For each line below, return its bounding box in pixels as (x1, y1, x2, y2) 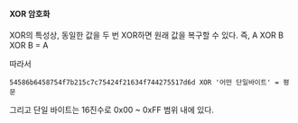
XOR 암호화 (9, 8, 51, 19)
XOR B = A (9, 40, 49, 51)
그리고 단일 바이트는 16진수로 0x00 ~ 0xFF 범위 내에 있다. (9, 104, 215, 116)
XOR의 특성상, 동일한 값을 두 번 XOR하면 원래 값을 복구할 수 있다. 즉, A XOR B (9, 30, 284, 40)
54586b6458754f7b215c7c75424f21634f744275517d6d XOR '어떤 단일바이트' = (9, 78, 280, 87)
